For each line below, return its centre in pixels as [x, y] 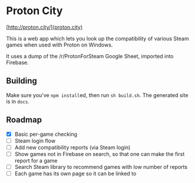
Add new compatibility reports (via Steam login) [72, 147]
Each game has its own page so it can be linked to [75, 173]
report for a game [36, 161]
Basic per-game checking [46, 134]
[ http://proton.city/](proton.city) [44, 27]
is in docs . [18, 101]
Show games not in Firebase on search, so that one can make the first [100, 154]
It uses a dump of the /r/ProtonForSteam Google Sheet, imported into [90, 56]
